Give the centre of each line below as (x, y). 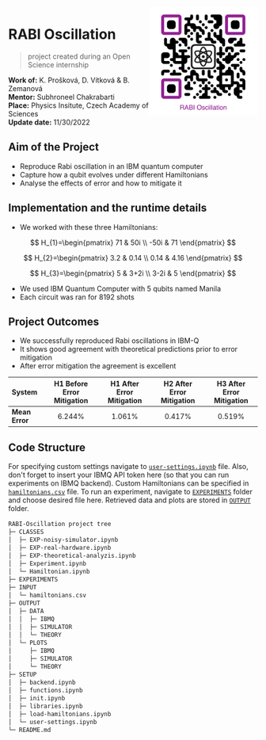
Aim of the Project (53, 147)
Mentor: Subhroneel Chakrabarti (61, 97)
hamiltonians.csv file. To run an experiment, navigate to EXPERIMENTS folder (131, 492)
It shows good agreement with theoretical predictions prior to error (129, 349)
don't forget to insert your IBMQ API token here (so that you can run (119, 475)
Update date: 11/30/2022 (49, 122)
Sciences (23, 113)
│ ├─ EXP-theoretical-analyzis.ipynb (72, 556)
